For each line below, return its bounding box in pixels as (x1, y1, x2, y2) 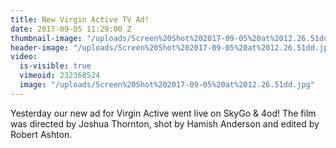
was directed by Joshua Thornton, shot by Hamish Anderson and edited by (10, 117, 320, 130)
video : (10, 52, 38, 62)
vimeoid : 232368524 (19, 71, 101, 81)
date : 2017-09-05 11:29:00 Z (10, 24, 132, 34)
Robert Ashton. (10, 128, 73, 140)
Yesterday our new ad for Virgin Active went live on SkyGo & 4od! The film (10, 107, 317, 119)
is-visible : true (19, 61, 92, 71)
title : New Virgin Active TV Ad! (10, 14, 150, 25)
